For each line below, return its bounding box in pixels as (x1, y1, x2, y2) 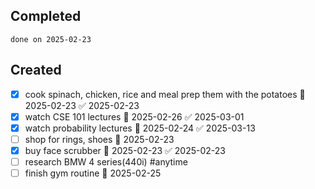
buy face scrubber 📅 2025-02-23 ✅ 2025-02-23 (24, 144, 227, 156)
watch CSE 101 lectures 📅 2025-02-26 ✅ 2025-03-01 (24, 110, 245, 123)
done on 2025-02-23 (10, 34, 92, 44)
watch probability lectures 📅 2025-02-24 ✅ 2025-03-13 (24, 122, 256, 134)
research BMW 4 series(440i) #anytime (24, 155, 188, 168)
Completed (10, 8, 82, 25)
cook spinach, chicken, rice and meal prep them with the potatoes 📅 (24, 88, 306, 100)
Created (10, 62, 62, 79)
